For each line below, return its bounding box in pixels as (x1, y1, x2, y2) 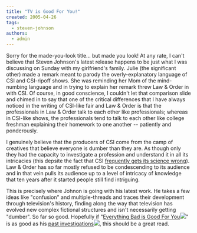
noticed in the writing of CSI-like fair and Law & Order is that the (6, 102, 162, 109)
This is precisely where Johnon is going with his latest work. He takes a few (6, 188, 191, 194)
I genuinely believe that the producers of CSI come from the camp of (6, 139, 173, 145)
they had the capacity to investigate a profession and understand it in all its (6, 151, 189, 158)
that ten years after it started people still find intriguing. (6, 176, 140, 183)
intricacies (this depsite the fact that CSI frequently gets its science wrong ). (6, 157, 190, 164)
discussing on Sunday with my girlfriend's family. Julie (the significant (6, 65, 176, 71)
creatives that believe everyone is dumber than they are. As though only (6, 145, 181, 152)
